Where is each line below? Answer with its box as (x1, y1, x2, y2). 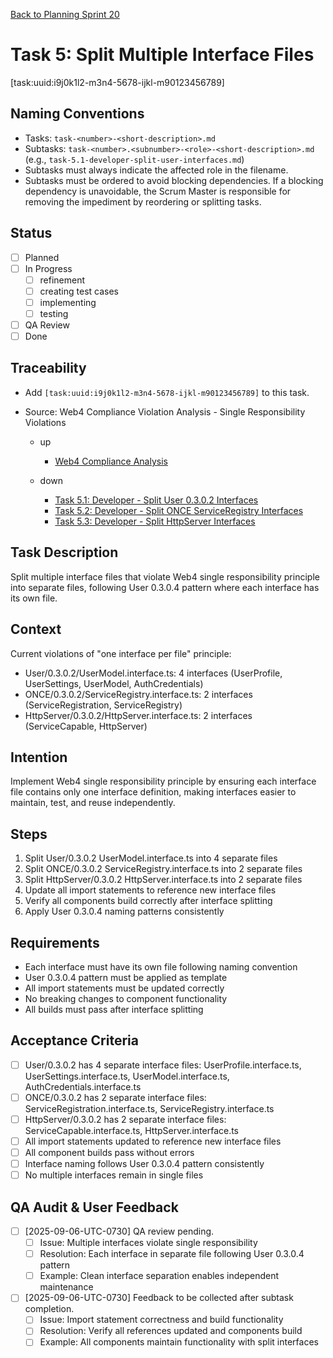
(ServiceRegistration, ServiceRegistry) (24, 699, 183, 711)
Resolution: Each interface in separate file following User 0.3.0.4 (39, 1248, 305, 1260)
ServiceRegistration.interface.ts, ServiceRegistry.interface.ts (24, 1102, 275, 1114)
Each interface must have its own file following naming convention (24, 960, 298, 973)
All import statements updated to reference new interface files (24, 1135, 282, 1147)
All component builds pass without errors (24, 1147, 195, 1158)
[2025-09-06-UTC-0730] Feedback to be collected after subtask (24, 1292, 294, 1304)
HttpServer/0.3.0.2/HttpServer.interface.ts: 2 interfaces (24, 709, 253, 721)
